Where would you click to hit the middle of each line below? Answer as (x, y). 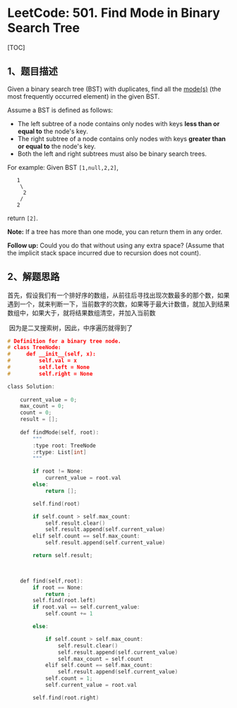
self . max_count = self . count (100, 659)
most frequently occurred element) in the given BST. (84, 96)
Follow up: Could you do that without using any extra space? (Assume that (116, 245)
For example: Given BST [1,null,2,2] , (63, 167)
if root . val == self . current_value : (86, 607)
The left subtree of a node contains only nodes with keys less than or (119, 123)
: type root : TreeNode (65, 446)
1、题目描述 (33, 72)
